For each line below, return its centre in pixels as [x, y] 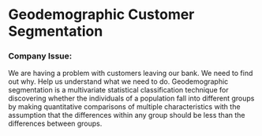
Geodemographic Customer [101, 15]
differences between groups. [55, 123]
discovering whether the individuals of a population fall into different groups [131, 98]
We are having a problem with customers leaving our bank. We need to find [131, 74]
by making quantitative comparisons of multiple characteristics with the [124, 107]
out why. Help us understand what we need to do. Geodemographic [118, 81]
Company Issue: [40, 56]
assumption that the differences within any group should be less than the [127, 115]
